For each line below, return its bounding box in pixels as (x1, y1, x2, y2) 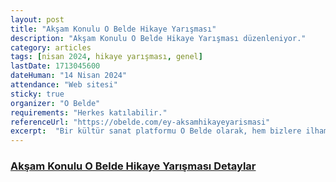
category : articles (10, 42, 92, 53)
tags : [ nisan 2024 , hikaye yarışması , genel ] (10, 52, 203, 62)
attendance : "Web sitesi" (10, 80, 118, 90)
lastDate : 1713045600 (10, 61, 101, 71)
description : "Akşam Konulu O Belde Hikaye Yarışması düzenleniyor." (10, 33, 307, 43)
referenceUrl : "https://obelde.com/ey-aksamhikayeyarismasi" (10, 117, 271, 127)
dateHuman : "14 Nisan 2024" (10, 71, 128, 81)
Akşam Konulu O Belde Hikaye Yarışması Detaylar (10, 159, 257, 173)
